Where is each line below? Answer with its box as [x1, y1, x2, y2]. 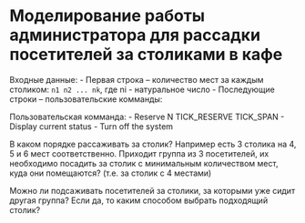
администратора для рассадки [9, 25, 261, 46]
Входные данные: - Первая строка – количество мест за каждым [9, 74, 264, 85]
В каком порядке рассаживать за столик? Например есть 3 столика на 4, [9, 138, 297, 149]
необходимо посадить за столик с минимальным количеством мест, [9, 157, 279, 168]
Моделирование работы [9, 5, 205, 26]
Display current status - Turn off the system [9, 120, 174, 132]
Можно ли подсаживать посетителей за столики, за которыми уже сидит [9, 185, 296, 196]
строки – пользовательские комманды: [9, 93, 163, 105]
